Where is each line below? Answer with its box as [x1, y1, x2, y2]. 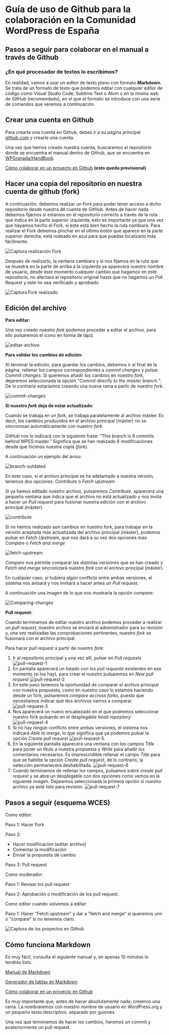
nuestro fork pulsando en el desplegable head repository [12, 714, 131, 720]
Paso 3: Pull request [5, 862, 47, 868]
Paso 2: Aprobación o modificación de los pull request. [5, 891, 120, 897]
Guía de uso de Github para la [5, 4, 131, 15]
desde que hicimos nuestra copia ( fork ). [5, 443, 89, 450]
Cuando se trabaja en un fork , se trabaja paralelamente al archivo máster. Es [5, 413, 164, 419]
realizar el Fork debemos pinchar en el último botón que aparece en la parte [5, 227, 163, 233]
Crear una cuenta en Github [5, 116, 94, 124]
